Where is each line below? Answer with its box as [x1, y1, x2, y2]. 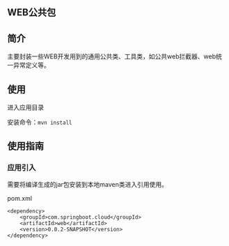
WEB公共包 [7, 6, 56, 19]
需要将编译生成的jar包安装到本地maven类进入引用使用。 [7, 180, 168, 188]
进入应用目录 [7, 103, 44, 112]
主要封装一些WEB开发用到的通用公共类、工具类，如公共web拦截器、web [7, 52, 216, 61]
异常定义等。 [13, 61, 50, 70]
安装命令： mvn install [7, 118, 72, 127]
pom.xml [7, 194, 33, 202]
